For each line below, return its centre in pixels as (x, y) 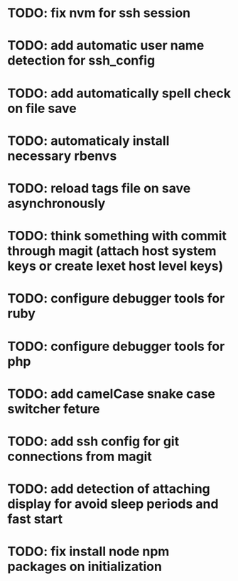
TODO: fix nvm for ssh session (99, 13)
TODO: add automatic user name (106, 46)
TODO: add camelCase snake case (111, 394)
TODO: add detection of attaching (109, 489)
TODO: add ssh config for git (93, 441)
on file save (42, 108)
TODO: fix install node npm (88, 552)
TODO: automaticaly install (88, 141)
